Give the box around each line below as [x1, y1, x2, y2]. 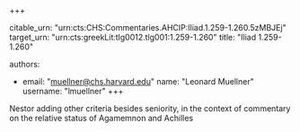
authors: [9, 59, 40, 69]
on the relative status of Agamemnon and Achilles [9, 113, 194, 123]
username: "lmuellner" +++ [22, 86, 124, 96]
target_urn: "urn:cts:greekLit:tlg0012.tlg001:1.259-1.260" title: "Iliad [9, 32, 257, 42]
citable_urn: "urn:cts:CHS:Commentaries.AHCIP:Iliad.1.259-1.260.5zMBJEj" [9, 22, 287, 32]
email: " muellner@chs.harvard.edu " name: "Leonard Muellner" [22, 76, 254, 86]
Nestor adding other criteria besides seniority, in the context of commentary [9, 103, 291, 113]
